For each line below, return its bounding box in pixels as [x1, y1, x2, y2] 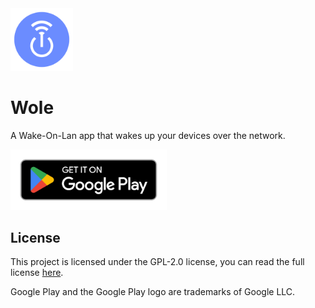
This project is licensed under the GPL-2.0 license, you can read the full [10, 256, 305, 268]
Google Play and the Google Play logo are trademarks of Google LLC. [10, 286, 296, 298]
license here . [10, 267, 64, 279]
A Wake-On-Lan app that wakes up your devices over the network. [10, 129, 286, 141]
